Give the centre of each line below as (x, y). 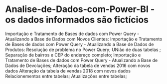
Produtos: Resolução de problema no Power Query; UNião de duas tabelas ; (83, 49)
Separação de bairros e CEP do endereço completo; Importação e (73, 55)
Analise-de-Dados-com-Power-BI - (80, 9)
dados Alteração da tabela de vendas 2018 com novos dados (68, 70)
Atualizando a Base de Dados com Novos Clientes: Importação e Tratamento (84, 39)
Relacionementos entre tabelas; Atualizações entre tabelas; (66, 76)
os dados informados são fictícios (77, 20)
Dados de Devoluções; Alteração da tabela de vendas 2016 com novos (78, 65)
